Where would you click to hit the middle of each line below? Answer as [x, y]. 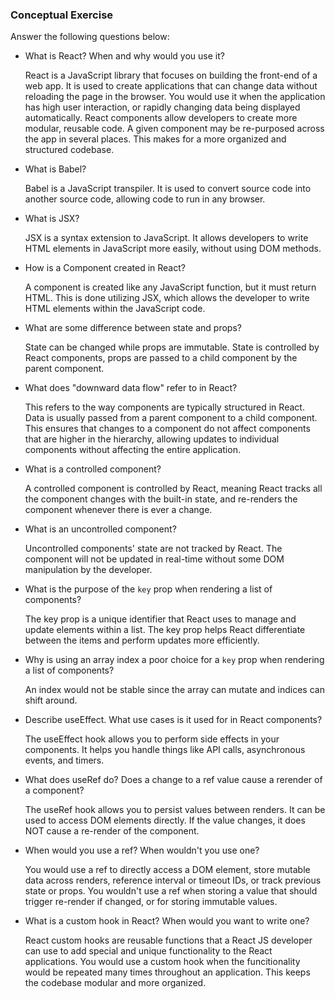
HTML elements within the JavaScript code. [115, 309]
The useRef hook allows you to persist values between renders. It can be [175, 810]
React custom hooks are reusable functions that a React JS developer [168, 940]
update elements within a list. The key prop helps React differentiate [165, 630]
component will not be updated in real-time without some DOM [154, 559]
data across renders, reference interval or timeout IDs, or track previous [173, 880]
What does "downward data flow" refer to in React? [131, 388]
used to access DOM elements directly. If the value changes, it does [165, 820]
